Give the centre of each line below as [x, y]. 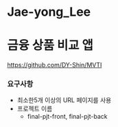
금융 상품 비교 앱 [50, 46]
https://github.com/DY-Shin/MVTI [55, 65]
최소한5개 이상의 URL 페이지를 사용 [64, 100]
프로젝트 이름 [35, 109]
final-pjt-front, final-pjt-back [67, 117]
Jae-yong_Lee [49, 12]
